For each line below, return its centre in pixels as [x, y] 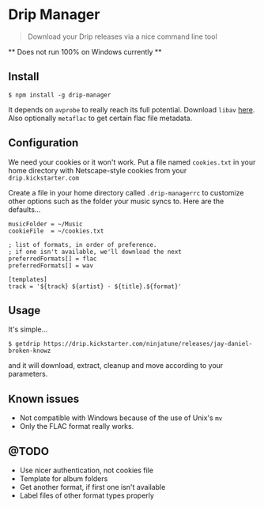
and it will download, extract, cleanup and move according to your [116, 366]
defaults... [25, 209]
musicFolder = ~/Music [45, 224]
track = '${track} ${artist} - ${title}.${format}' [95, 286]
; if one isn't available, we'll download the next [95, 252]
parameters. [28, 374]
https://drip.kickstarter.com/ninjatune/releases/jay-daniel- [148, 344]
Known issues [44, 398]
